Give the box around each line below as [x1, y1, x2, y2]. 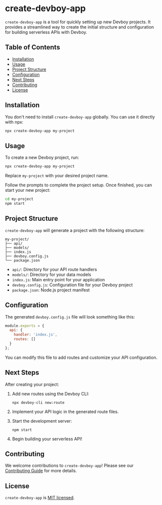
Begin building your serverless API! [12, 436, 82, 442]
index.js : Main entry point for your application [12, 276, 105, 282]
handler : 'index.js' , [14, 332, 57, 337]
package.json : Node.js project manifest [12, 287, 90, 293]
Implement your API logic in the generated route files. [12, 409, 119, 414]
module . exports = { [5, 323, 45, 328]
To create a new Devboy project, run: [5, 154, 79, 160]
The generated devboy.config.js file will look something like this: [5, 314, 135, 320]
